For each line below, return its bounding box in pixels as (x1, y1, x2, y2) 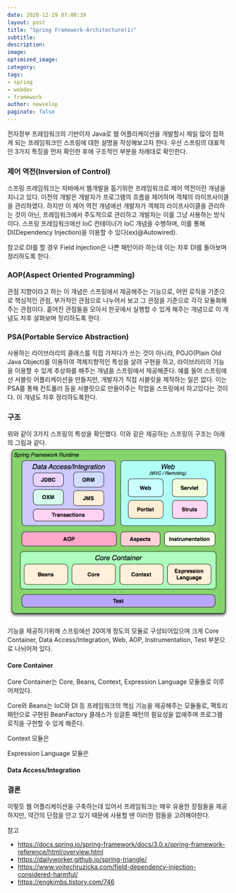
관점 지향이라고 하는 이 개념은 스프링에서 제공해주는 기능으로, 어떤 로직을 (7, 287, 206, 296)
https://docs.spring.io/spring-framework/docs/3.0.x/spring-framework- (17, 840, 225, 848)
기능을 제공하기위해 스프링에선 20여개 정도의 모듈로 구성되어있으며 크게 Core (7, 626, 219, 636)
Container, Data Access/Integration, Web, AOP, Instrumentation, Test (7, 636, 207, 644)
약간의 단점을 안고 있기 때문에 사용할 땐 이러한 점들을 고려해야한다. (27, 811, 210, 819)
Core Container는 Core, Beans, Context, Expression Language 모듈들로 (7, 677, 212, 686)
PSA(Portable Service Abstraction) (7, 332, 129, 342)
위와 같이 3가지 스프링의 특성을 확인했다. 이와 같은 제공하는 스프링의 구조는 (7, 430, 213, 438)
